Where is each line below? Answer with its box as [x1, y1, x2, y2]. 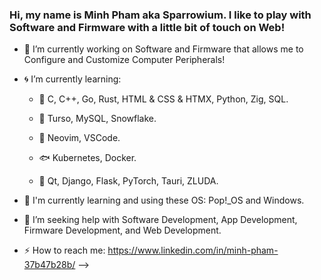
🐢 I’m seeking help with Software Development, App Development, [23, 214, 298, 226]
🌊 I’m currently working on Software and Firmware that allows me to [23, 43, 304, 55]
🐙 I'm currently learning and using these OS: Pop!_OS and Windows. [23, 194, 305, 207]
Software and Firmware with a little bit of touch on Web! [9, 20, 286, 34]
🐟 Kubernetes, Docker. [38, 152, 137, 164]
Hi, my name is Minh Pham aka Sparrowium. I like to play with [9, 8, 312, 22]
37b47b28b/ [23, 259, 76, 271]
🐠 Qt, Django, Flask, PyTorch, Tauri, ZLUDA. [38, 175, 219, 187]
